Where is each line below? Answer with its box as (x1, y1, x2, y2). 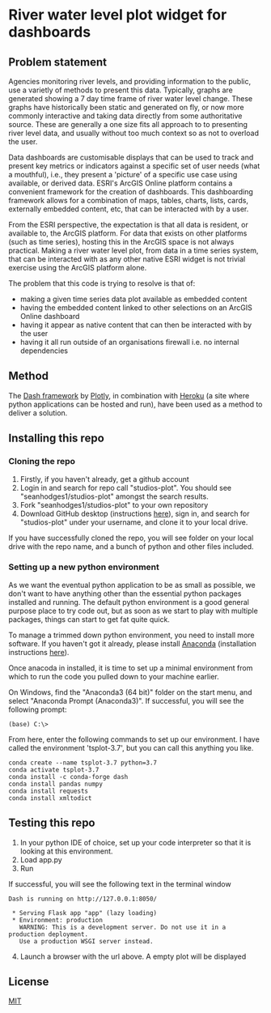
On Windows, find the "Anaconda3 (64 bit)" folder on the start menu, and (8, 687, 252, 697)
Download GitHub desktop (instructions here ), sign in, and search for (19, 509, 250, 518)
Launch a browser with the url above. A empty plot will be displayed (19, 951, 247, 961)
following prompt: (8, 704, 67, 714)
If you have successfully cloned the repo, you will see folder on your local (8, 533, 254, 543)
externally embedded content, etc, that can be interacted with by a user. (8, 204, 249, 214)
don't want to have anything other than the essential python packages (8, 589, 242, 598)
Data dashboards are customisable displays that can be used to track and (8, 152, 254, 162)
